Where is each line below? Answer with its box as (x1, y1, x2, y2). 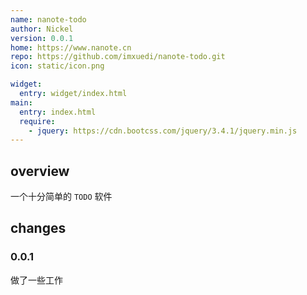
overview (10, 162, 70, 180)
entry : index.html (19, 107, 97, 117)
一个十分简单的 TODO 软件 (10, 191, 113, 203)
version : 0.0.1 (10, 33, 74, 43)
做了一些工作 (10, 274, 63, 286)
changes (10, 220, 67, 237)
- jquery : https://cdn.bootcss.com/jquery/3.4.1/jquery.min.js (28, 126, 298, 136)
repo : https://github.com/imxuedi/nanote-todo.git (10, 52, 226, 62)
